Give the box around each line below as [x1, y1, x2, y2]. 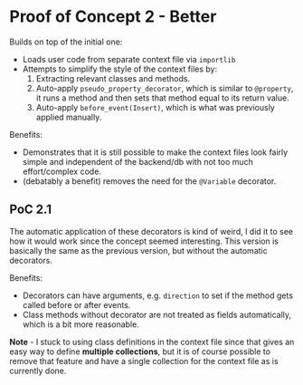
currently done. [9, 365, 67, 376]
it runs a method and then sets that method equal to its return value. [35, 92, 289, 103]
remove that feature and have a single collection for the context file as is [9, 355, 279, 366]
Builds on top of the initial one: [9, 36, 123, 47]
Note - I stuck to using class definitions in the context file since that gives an [9, 336, 295, 347]
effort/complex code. [22, 166, 102, 177]
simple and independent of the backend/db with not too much [22, 156, 253, 167]
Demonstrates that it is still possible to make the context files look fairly [22, 147, 289, 158]
